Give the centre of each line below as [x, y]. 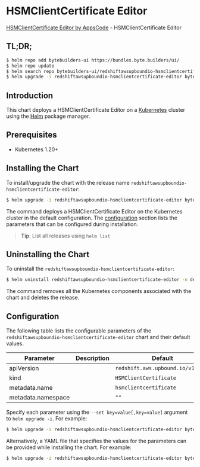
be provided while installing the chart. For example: [69, 447]
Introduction [30, 95]
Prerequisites [32, 135]
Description [93, 358]
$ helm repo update [30, 66]
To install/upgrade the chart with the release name [68, 182]
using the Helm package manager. [48, 116]
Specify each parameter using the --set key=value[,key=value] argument [97, 412]
